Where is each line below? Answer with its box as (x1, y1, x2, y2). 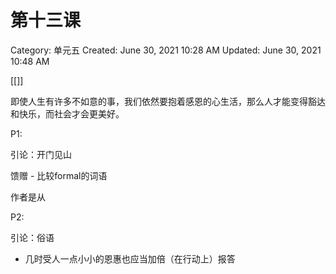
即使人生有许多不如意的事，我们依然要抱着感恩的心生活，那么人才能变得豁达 (10, 95, 326, 107)
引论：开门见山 (10, 148, 72, 160)
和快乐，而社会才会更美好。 (10, 107, 125, 120)
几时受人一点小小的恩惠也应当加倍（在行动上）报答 (24, 252, 236, 265)
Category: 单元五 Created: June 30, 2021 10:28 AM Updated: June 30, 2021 (10, 44, 322, 56)
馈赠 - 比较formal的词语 (10, 169, 108, 181)
